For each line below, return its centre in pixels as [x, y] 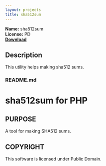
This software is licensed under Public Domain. [53, 159]
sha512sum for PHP [47, 101]
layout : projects [23, 10]
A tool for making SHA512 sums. [38, 131]
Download [16, 39]
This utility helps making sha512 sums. [45, 67]
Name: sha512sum [24, 28]
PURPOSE [21, 119]
